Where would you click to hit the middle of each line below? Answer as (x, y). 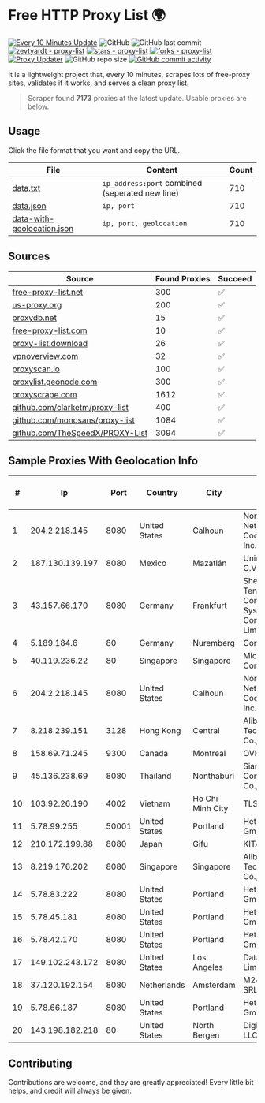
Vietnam (155, 803)
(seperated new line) (141, 192)
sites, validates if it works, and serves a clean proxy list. (99, 83)
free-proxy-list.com (50, 330)
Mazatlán (210, 563)
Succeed (235, 278)
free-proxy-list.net (48, 292)
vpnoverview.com (45, 356)
